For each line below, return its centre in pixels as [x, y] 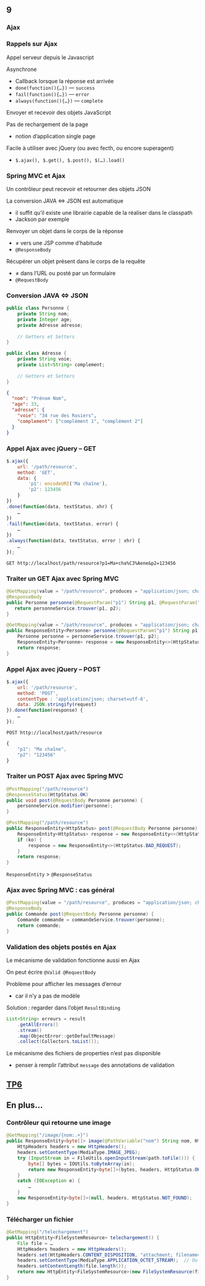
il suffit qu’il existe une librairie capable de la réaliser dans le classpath [104, 212]
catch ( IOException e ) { [49, 1181]
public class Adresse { [37, 353]
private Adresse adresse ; [50, 325]
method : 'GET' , [37, 473]
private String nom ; [43, 314]
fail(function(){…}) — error [52, 94]
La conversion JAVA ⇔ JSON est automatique [65, 201]
